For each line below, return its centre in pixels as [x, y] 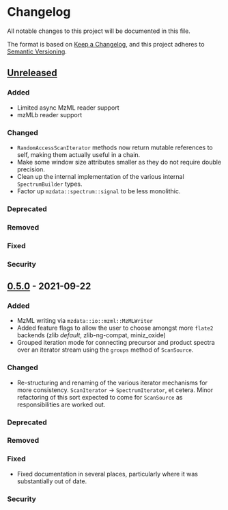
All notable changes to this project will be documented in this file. [99, 31]
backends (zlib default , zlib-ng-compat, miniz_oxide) [91, 335]
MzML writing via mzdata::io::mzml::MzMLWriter [85, 321]
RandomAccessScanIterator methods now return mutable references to [115, 147]
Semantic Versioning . [37, 51]
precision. [31, 169]
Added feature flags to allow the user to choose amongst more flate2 [115, 328]
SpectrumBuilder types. [50, 184]
